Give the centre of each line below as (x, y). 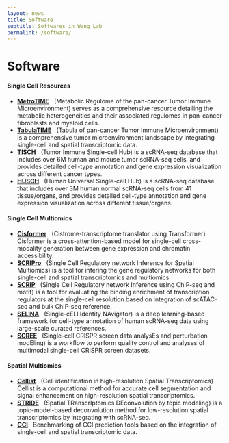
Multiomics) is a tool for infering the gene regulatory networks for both (116, 270)
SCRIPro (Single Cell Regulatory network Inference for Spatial (106, 263)
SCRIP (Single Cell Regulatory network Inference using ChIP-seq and (116, 284)
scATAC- (205, 299)
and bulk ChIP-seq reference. (71, 306)
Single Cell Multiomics (40, 218)
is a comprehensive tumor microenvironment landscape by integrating (116, 137)
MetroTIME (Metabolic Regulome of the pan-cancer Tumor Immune (114, 101)
